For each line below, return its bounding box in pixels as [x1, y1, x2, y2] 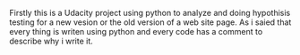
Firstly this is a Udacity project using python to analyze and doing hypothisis [9, 8, 291, 18]
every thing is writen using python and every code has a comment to [9, 27, 263, 36]
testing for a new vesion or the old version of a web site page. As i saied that [9, 17, 292, 27]
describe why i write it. [9, 35, 94, 46]
